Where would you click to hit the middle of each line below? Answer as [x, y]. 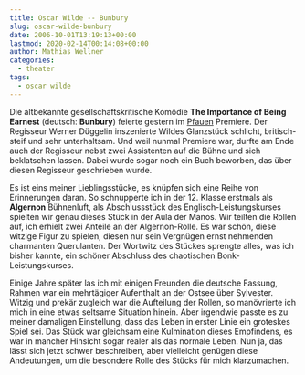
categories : [32, 60]
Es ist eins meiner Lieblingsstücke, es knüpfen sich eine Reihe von [134, 187]
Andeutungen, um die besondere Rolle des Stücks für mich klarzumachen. [149, 360]
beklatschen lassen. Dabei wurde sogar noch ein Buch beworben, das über [151, 160]
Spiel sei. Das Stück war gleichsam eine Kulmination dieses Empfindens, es [151, 331]
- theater [36, 69]
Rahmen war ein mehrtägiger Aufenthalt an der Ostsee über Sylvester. [142, 292]
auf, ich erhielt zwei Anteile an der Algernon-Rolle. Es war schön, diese [143, 226]
